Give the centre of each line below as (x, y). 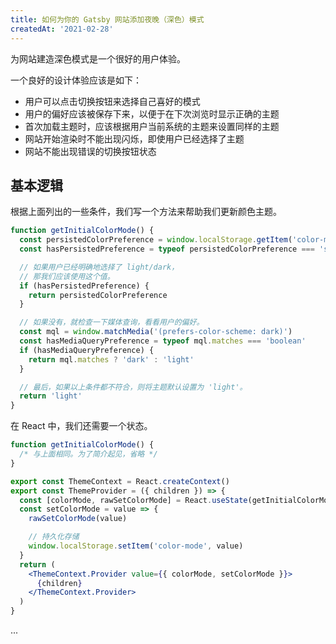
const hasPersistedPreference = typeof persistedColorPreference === (167, 249)
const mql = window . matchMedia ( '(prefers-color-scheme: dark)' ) (156, 332)
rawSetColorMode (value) (78, 519)
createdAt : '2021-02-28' (62, 29)
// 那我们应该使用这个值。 (67, 276)
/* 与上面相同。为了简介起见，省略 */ (88, 454)
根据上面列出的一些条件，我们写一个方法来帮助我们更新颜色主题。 (146, 212)
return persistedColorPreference (98, 295)
